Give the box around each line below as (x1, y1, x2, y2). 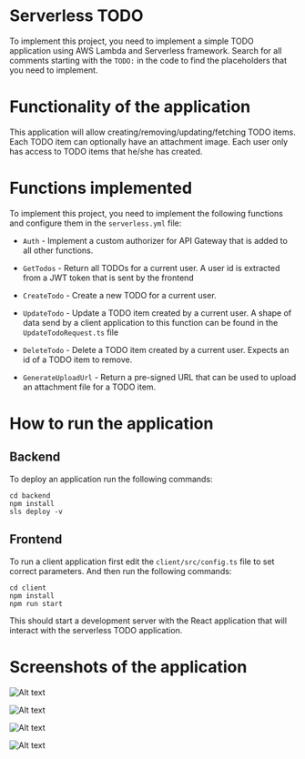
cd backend (9, 491, 51, 501)
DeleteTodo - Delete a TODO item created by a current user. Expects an (22, 344, 290, 355)
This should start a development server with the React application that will (9, 615, 288, 626)
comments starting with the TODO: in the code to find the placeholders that (9, 55, 288, 66)
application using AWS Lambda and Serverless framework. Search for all (9, 45, 282, 56)
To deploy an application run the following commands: (9, 473, 213, 484)
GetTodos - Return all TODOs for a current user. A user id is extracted (22, 262, 280, 273)
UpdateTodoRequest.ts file (22, 327, 119, 338)
